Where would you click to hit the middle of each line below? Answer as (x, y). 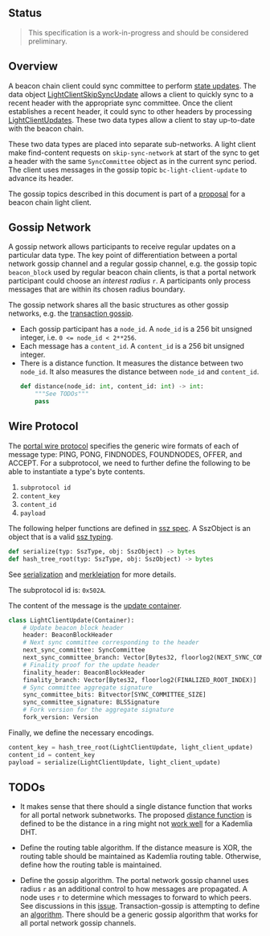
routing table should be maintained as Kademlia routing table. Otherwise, (141, 856)
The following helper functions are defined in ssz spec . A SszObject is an (129, 528)
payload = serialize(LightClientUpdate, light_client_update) (115, 762)
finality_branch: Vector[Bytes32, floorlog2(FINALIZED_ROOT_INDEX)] (140, 680)
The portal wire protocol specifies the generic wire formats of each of (124, 446)
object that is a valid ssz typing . (61, 537)
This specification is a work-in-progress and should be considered (138, 32)
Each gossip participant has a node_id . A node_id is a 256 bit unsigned (136, 329)
